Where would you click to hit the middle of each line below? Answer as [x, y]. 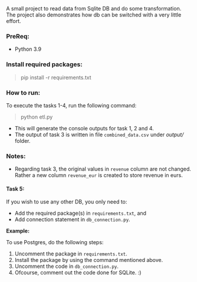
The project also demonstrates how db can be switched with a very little [94, 15]
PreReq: [18, 36]
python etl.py [37, 117]
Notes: [16, 156]
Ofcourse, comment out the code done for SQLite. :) [78, 273]
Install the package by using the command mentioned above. [89, 260]
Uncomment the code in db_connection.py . [67, 266]
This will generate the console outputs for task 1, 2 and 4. [84, 128]
